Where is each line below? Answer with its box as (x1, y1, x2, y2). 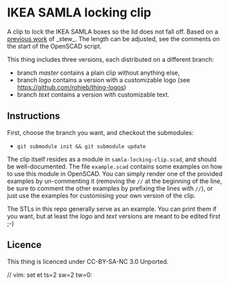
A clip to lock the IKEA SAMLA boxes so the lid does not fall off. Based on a (7, 27, 219, 36)
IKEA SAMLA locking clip (7, 5, 152, 21)
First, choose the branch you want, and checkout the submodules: (7, 128, 194, 136)
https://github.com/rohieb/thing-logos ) (16, 83, 126, 91)
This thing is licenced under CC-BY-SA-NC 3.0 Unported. (7, 257, 169, 265)
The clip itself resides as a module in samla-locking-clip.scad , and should (7, 155, 217, 163)
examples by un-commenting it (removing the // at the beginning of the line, (7, 177, 222, 185)
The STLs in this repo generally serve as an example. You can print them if (7, 204, 217, 213)
